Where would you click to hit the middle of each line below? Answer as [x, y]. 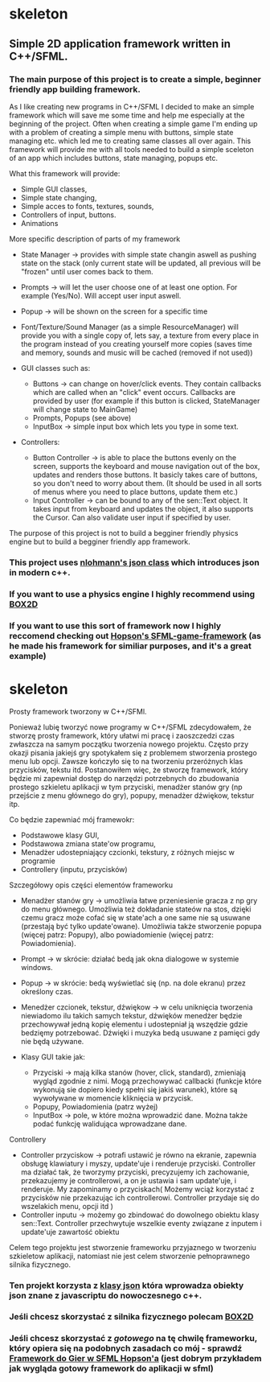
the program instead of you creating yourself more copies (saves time [136, 343]
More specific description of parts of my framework [95, 239]
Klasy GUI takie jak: [53, 1057]
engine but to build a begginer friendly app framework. [100, 541]
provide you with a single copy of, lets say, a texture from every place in [140, 335]
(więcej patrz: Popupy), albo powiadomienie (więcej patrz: [117, 935]
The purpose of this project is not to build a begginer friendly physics [124, 533]
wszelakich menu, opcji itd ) [67, 1206]
